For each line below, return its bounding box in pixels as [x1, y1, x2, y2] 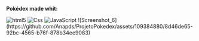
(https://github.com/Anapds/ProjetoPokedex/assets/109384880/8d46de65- [6, 23, 193, 30]
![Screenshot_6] [77, 17, 117, 23]
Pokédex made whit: [6, 5, 58, 12]
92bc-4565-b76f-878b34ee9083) [6, 29, 91, 36]
